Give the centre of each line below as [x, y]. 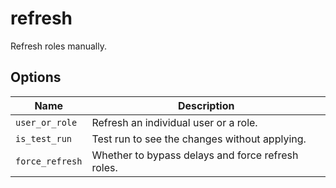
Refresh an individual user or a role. [174, 122]
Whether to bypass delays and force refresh [195, 155]
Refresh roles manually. [58, 46]
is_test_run [44, 138]
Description [206, 105]
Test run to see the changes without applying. [199, 139]
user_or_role [46, 122]
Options [36, 77]
